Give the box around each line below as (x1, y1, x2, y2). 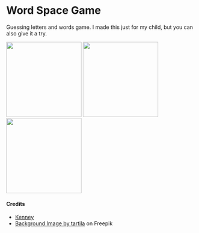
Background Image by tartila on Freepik (14, 220, 113, 227)
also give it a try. (6, 29, 47, 37)
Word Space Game (6, 4, 101, 17)
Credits (6, 200, 25, 207)
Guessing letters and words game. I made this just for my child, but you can (6, 23, 194, 31)
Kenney (14, 214, 34, 221)
